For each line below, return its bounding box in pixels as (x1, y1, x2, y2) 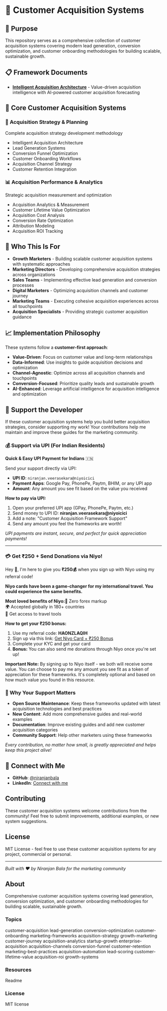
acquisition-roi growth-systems (34, 954, 99, 960)
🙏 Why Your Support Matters (5, 689, 76, 696)
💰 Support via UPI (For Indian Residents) (5, 442, 105, 449)
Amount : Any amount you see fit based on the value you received (12, 485, 148, 492)
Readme (5, 977, 22, 983)
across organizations (12, 271, 56, 278)
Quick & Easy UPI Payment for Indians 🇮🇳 (5, 455, 93, 461)
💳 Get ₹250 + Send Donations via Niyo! (5, 553, 103, 560)
